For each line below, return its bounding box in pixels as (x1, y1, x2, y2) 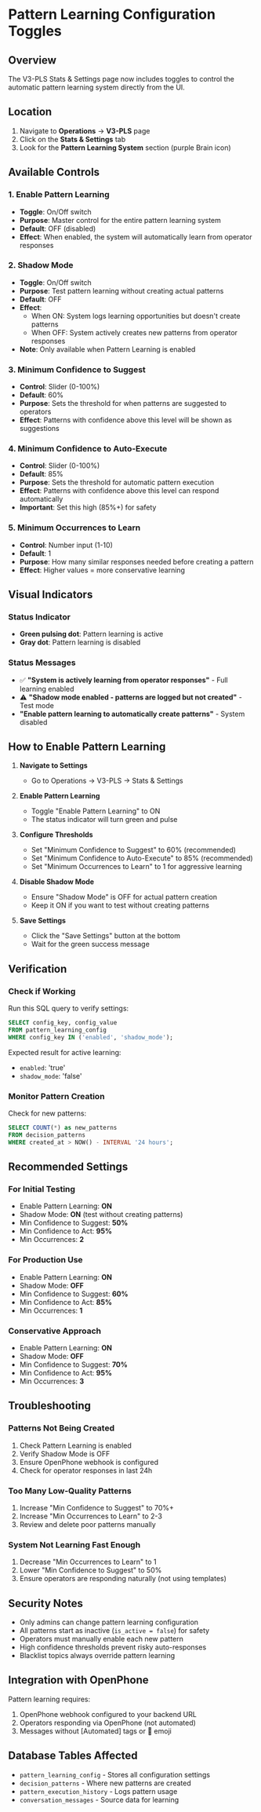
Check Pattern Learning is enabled (19, 1441, 132, 1450)
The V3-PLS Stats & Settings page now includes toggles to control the (8, 75, 235, 83)
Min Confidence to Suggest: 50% (19, 1218, 129, 1228)
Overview (8, 53, 57, 67)
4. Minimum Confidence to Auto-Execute (8, 444, 168, 455)
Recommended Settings (8, 1160, 129, 1174)
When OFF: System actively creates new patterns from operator (31, 327, 237, 337)
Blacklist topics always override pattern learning (19, 1651, 176, 1660)
